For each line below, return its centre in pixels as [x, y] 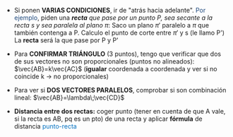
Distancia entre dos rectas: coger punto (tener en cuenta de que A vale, [120, 111]
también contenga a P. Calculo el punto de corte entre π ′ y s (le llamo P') [119, 32]
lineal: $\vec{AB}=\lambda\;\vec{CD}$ [69, 97]
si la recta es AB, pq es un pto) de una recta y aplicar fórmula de [108, 119]
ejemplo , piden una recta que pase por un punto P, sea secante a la [113, 18]
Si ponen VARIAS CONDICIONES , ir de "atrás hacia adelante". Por [110, 10]
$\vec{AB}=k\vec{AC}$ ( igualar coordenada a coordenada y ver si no [115, 69]
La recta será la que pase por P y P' [66, 40]
